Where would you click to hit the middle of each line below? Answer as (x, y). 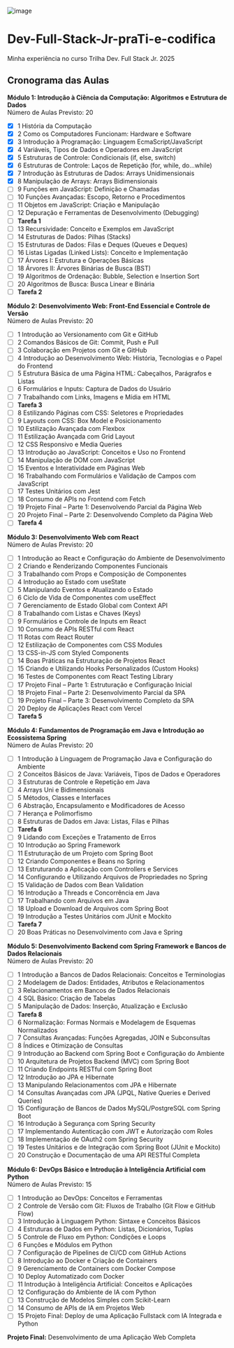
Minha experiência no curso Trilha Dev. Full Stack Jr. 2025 (91, 58)
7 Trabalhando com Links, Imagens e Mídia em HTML (94, 397)
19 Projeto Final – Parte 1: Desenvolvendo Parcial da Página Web (110, 507)
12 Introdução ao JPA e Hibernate (65, 1077)
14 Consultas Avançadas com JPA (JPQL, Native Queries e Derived (114, 1093)
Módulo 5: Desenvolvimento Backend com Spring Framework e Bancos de (117, 947)
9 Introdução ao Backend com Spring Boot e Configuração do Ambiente (121, 1053)
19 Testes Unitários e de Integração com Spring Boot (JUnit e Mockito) (119, 1147)
